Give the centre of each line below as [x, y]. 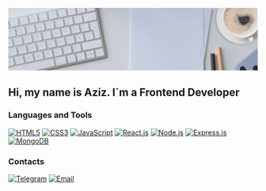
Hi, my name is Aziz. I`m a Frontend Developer [124, 92]
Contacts [27, 161]
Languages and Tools [50, 115]
